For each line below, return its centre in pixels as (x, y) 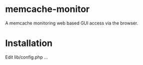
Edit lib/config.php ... (27, 57)
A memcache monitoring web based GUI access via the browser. (72, 23)
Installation (29, 43)
